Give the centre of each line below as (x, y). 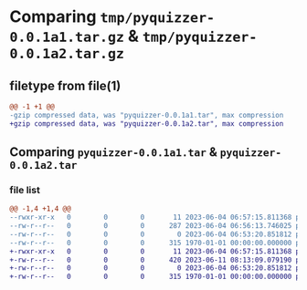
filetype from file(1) (65, 85)
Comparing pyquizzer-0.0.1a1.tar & (113, 152)
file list (25, 190)
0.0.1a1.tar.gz (67, 38)
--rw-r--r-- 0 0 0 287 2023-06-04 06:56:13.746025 (151, 226)
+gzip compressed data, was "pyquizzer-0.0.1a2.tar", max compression (147, 124)
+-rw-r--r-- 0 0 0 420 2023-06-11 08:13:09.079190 (151, 260)
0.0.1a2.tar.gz (67, 54)
